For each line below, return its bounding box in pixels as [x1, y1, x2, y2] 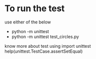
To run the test [4, 3, 65, 14]
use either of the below [4, 19, 51, 25]
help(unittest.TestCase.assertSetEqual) [4, 48, 83, 54]
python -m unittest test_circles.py [11, 34, 79, 39]
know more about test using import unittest [4, 43, 91, 49]
